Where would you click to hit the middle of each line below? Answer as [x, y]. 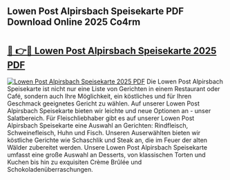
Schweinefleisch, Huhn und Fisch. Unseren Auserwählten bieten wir [104, 133]
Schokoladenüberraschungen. [50, 169]
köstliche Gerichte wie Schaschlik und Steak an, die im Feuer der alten [107, 140]
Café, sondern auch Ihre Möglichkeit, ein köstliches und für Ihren [99, 96]
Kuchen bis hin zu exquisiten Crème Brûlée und [75, 162]
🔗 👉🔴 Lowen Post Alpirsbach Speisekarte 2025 [112, 51]
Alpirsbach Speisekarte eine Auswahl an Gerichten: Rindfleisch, [98, 126]
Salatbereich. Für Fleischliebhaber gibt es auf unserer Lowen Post [101, 118]
